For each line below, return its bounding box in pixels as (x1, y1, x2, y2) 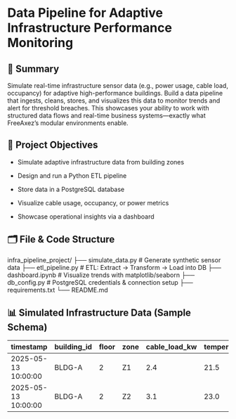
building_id (54, 342, 93, 352)
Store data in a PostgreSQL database (17, 185, 125, 193)
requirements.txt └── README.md (7, 285, 109, 294)
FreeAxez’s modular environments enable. (7, 119, 129, 127)
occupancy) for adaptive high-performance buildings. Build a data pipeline (7, 89, 223, 97)
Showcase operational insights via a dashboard (17, 212, 155, 221)
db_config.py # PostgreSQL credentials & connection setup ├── (7, 278, 193, 286)
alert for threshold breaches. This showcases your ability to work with (7, 104, 209, 112)
